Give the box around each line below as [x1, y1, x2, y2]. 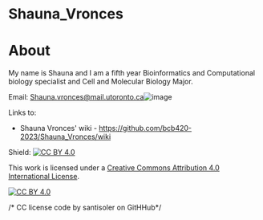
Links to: [8, 108, 37, 117]
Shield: [8, 148, 31, 157]
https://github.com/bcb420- [99, 124, 192, 133]
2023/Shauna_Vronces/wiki [19, 132, 111, 141]
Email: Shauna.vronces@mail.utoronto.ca [8, 92, 144, 102]
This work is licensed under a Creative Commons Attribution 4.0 [8, 163, 221, 173]
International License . [8, 172, 80, 181]
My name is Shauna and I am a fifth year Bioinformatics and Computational [8, 68, 255, 78]
